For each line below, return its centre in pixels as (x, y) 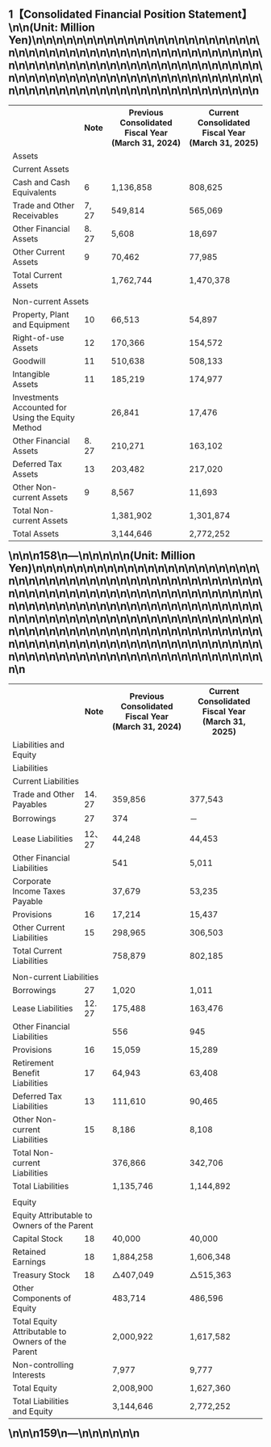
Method (27, 428)
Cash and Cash (41, 183)
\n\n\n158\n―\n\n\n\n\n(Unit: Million (102, 556)
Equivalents (34, 192)
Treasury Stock (41, 1275)
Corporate (32, 881)
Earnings (29, 1262)
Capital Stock (38, 1239)
